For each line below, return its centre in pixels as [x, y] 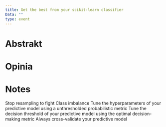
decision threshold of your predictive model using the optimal [68, 114]
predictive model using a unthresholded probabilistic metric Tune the [76, 108]
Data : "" [14, 14]
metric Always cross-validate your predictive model [74, 119]
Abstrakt [24, 44]
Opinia [19, 66]
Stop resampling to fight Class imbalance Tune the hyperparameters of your [83, 103]
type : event [17, 19]
